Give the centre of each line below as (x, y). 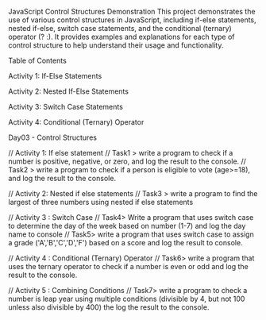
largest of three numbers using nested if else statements (101, 202)
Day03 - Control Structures (53, 137)
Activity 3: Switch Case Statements (66, 107)
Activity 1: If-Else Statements (55, 76)
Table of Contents (38, 60)
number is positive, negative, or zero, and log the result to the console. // (127, 161)
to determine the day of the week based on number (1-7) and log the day (127, 226)
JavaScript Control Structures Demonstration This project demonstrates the (132, 12)
